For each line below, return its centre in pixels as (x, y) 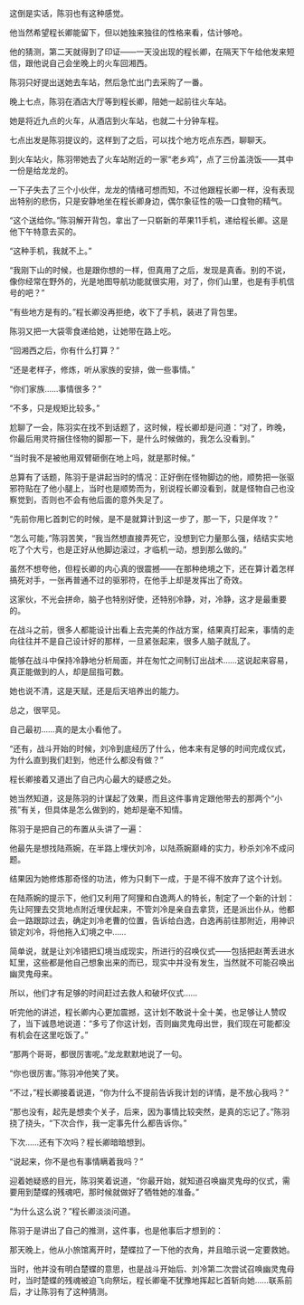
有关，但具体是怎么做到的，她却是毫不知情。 (104, 810)
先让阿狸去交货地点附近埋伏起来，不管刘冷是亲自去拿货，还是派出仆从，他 (148, 909)
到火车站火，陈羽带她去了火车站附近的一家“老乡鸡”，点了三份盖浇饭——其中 (152, 159)
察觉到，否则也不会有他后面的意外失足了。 (89, 500)
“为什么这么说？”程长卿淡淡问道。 (72, 1211)
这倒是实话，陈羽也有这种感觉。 (69, 13)
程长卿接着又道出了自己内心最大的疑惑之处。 (93, 779)
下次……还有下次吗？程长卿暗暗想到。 (80, 1142)
